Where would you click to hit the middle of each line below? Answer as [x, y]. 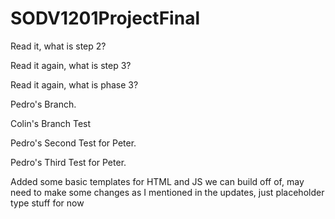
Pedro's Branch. [43, 104]
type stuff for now [47, 203]
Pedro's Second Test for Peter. [73, 143]
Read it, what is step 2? [58, 46]
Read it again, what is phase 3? [74, 84]
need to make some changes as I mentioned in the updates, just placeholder [167, 192]
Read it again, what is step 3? [71, 65]
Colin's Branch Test [51, 123]
